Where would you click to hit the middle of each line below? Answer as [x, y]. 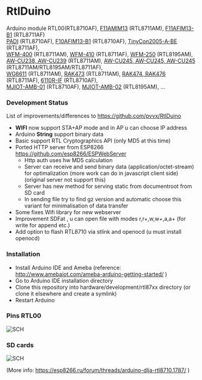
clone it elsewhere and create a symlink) [66, 293]
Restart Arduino [35, 300]
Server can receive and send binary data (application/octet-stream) [109, 167]
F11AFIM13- [179, 28]
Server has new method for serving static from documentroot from [108, 186]
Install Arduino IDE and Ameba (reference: [68, 267]
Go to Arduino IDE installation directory [64, 280]
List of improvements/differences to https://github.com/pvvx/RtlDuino [94, 116]
